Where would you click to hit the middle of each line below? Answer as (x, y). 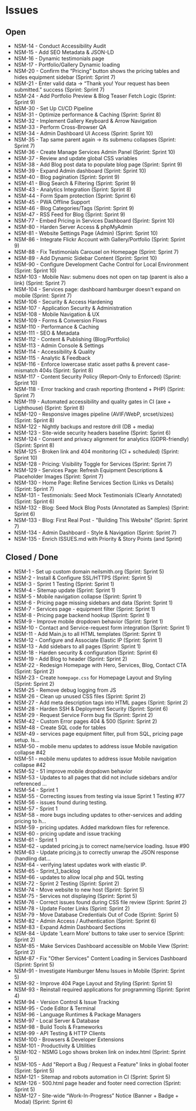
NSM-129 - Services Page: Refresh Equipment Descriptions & (88, 470)
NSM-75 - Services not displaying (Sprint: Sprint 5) (75, 895)
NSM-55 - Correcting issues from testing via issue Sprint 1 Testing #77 (99, 796)
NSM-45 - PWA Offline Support (52, 202)
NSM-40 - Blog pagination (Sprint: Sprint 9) (67, 177)
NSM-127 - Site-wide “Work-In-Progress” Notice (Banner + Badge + (96, 1095)
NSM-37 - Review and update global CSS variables (76, 158)
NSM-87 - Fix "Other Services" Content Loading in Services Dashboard (100, 958)
